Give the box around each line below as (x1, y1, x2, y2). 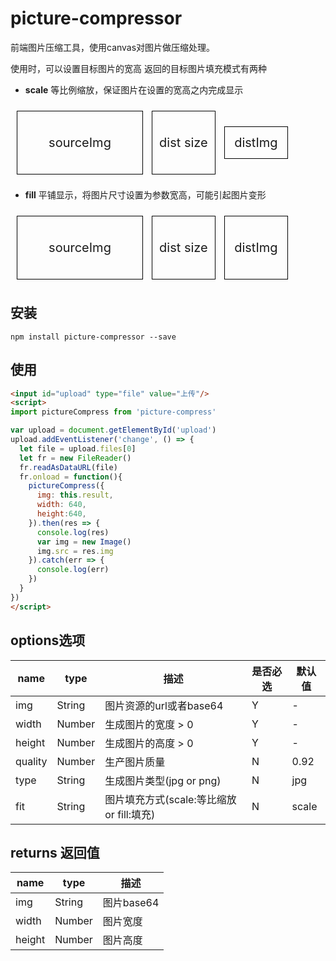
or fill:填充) (104, 807, 156, 821)
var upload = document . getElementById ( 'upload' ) (10, 425, 217, 436)
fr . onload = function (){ (19, 472, 123, 482)
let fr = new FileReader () (19, 453, 132, 463)
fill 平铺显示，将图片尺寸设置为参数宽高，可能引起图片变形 (24, 188, 267, 201)
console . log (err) (36, 565, 110, 575)
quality (15, 754, 48, 768)
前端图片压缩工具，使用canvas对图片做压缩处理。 (10, 41, 216, 53)
